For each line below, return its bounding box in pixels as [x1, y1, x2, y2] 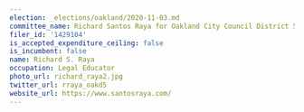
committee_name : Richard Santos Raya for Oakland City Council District [9, 22, 290, 31]
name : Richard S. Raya [9, 55, 95, 64]
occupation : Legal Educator [9, 64, 116, 73]
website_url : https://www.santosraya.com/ [9, 89, 172, 98]
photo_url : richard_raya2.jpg [9, 72, 124, 81]
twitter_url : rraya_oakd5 [9, 80, 107, 89]
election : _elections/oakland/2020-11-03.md [9, 13, 180, 23]
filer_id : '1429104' [9, 30, 88, 39]
